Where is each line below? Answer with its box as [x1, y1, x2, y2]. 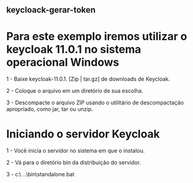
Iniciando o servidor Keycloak [6, 127, 160, 141]
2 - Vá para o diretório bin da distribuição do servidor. [6, 159, 141, 167]
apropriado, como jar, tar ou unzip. [6, 106, 93, 113]
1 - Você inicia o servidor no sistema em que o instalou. [6, 147, 145, 154]
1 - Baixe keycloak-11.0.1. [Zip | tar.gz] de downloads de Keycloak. [6, 76, 170, 83]
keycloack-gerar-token [6, 5, 96, 15]
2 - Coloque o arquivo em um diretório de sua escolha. [6, 87, 144, 95]
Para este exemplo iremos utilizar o [6, 29, 188, 43]
